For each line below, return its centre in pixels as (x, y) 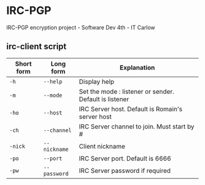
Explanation (138, 68)
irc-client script (37, 47)
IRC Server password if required (125, 170)
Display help (97, 82)
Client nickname (102, 146)
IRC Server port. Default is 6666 (125, 158)
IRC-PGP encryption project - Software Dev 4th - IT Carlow (81, 27)
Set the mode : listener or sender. (127, 91)
